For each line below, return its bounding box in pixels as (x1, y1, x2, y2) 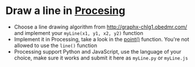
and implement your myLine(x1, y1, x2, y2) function (14, 29, 143, 36)
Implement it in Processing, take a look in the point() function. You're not (14, 36, 189, 43)
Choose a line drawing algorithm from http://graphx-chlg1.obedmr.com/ (14, 23, 187, 30)
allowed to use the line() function (14, 42, 97, 49)
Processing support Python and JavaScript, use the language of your (14, 48, 181, 55)
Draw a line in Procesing (5, 4, 126, 17)
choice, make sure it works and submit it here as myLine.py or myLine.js (14, 54, 189, 61)
